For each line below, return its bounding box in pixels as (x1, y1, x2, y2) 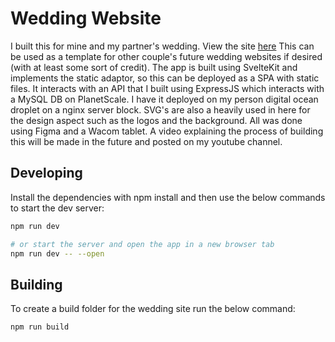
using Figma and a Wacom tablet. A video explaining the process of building (10, 125, 324, 137)
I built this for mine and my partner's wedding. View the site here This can (10, 40, 315, 52)
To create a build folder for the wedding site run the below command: (10, 303, 296, 315)
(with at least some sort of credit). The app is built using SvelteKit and (10, 61, 298, 73)
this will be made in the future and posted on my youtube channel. (10, 135, 283, 147)
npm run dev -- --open (10, 248, 105, 259)
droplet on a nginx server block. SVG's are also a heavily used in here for (10, 103, 311, 116)
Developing (10, 165, 83, 182)
